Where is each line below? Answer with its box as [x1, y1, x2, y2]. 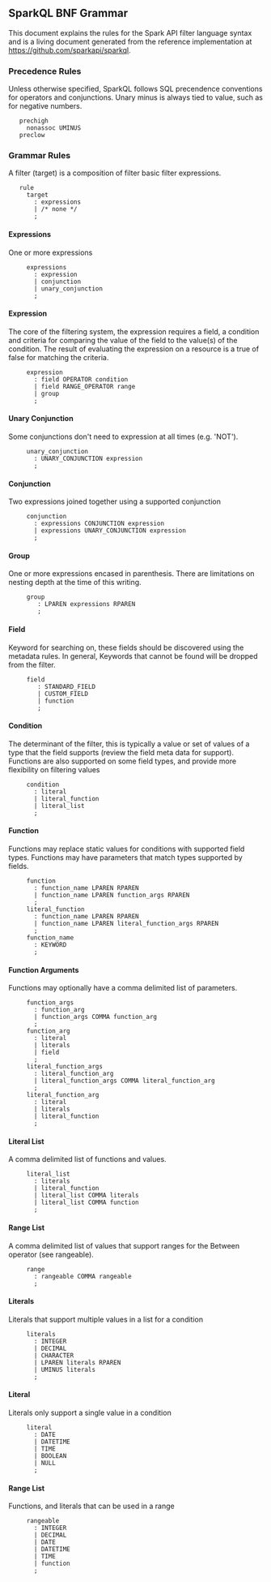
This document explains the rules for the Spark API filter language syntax [8, 28, 252, 37]
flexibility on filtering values [8, 764, 100, 774]
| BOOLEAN [33, 1452, 67, 1460]
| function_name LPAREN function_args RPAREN [33, 892, 190, 900]
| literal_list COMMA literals [33, 1192, 139, 1200]
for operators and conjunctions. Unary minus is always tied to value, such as [8, 92, 263, 102]
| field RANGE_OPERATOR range [33, 382, 136, 390]
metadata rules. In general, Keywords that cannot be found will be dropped [8, 651, 258, 660]
